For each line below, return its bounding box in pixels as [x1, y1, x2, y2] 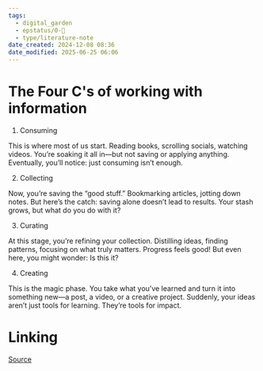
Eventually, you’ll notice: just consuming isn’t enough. [8, 158, 184, 167]
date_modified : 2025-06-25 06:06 [8, 48, 119, 56]
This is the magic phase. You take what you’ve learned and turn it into [8, 283, 236, 293]
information [8, 100, 87, 117]
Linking [8, 328, 58, 346]
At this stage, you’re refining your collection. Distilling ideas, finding [8, 235, 228, 246]
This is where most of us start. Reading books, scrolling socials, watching [8, 140, 248, 151]
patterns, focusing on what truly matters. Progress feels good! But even [8, 244, 242, 254]
